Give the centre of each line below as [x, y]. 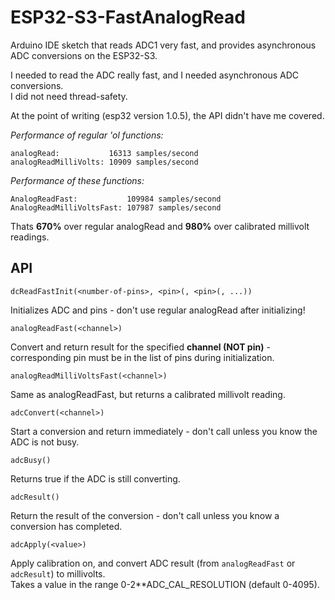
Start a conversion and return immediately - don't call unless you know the [164, 431]
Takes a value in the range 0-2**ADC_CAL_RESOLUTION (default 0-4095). [165, 584]
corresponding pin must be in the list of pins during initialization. [142, 357]
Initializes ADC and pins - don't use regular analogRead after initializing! [158, 310]
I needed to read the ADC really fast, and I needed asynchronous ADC [155, 75]
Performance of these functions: [77, 180]
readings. [30, 237]
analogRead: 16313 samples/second [104, 153]
